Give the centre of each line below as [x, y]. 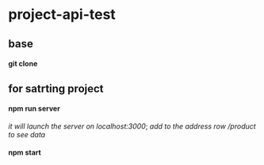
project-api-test [62, 15]
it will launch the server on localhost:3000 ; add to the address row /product [132, 126]
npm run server [34, 109]
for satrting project [56, 88]
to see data [27, 134]
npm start [25, 152]
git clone [23, 64]
